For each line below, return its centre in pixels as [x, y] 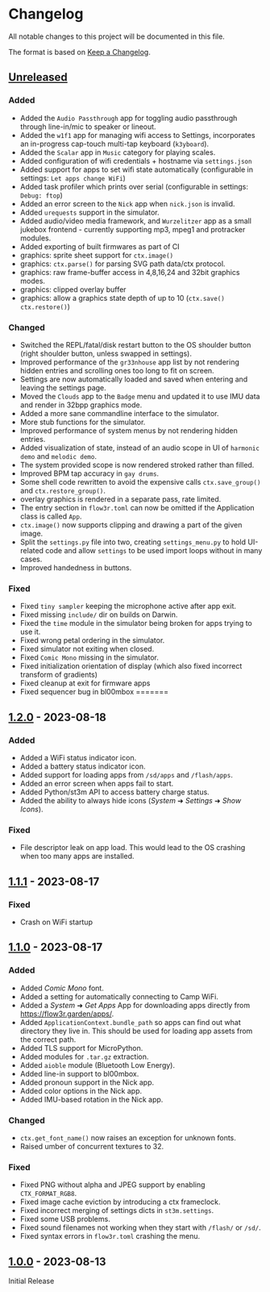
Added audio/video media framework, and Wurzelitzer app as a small [136, 221]
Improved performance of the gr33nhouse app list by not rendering [129, 362]
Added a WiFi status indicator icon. [78, 757]
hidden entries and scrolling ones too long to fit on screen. [117, 370]
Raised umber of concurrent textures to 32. [92, 1146]
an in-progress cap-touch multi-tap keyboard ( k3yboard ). [114, 144]
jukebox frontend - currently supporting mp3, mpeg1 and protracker [133, 229]
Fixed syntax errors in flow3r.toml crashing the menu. [110, 1236]
